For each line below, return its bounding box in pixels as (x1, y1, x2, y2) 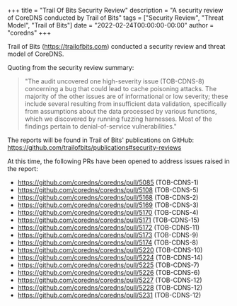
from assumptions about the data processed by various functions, (24, 107, 217, 115)
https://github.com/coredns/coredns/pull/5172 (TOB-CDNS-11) (17, 223, 200, 232)
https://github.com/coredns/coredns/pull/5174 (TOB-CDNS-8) (17, 238, 199, 247)
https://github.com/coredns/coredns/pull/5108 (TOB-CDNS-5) (17, 186, 200, 194)
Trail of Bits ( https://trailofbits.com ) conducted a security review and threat (7, 42, 226, 50)
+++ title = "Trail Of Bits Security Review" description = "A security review (7, 6, 224, 14)
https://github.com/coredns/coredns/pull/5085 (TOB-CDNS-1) (17, 178, 200, 187)
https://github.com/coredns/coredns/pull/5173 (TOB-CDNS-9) (17, 231, 199, 239)
